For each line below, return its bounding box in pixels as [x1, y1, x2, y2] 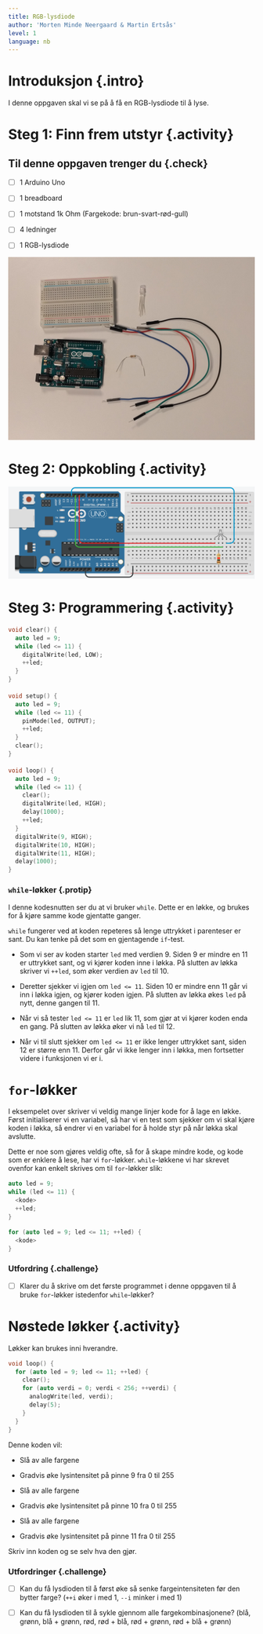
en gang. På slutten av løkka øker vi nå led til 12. [19, 1021, 175, 1031]
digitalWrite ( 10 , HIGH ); [15, 841, 96, 849]
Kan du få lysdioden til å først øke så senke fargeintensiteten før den [19, 1584, 240, 1593]
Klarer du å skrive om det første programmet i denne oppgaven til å [19, 1281, 236, 1290]
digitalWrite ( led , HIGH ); [22, 800, 107, 808]
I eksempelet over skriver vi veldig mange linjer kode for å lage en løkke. [8, 1107, 241, 1116]
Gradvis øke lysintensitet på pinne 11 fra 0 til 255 [19, 1531, 176, 1541]
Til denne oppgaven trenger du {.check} [8, 157, 209, 170]
